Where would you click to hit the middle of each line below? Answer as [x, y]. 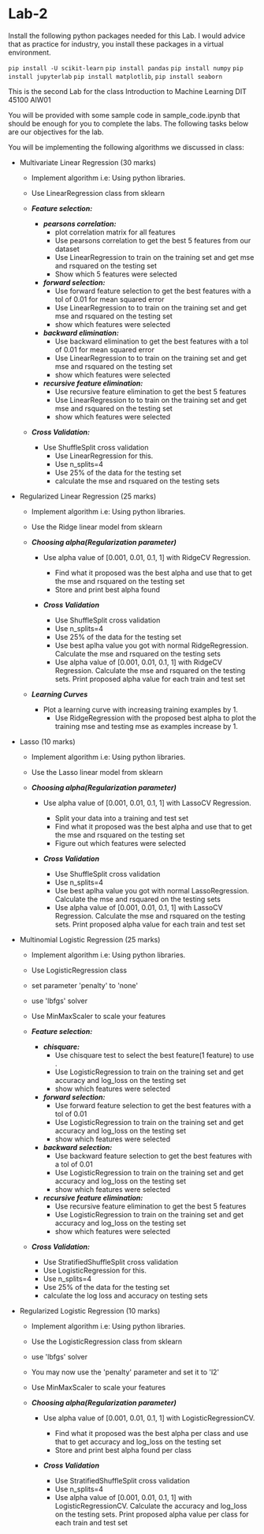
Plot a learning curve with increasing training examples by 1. [140, 709]
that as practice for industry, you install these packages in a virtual [116, 43]
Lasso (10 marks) [48, 741]
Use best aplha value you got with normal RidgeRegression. [152, 645]
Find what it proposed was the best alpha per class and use [152, 1433]
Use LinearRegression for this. [104, 456]
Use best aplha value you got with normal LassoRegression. [152, 890]
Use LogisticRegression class [79, 970]
